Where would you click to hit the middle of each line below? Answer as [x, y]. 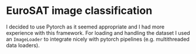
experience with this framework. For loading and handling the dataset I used [98, 33]
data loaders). [23, 45]
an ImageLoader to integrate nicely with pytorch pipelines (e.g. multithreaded [98, 39]
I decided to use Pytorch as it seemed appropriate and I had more [85, 27]
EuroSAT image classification [79, 11]
